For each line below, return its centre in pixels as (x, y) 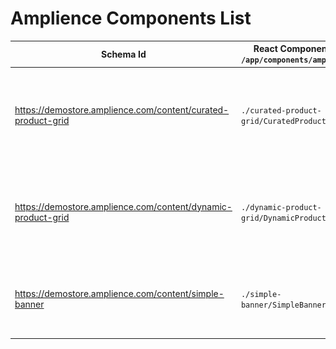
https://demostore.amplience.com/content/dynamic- (123, 206)
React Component (292, 49)
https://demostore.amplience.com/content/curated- (122, 110)
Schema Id (124, 54)
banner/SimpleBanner (283, 305)
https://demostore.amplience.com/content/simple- (119, 293)
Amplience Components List (131, 18)
